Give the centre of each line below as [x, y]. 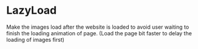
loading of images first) [36, 39]
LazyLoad [32, 10]
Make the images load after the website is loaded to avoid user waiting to [98, 27]
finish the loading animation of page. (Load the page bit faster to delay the [99, 33]
